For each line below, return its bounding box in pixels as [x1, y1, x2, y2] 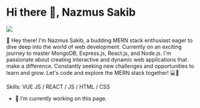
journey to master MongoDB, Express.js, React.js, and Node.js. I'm [6, 49, 172, 57]
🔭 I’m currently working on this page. [15, 95, 107, 102]
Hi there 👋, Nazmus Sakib [6, 5, 136, 19]
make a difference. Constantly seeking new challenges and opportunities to [6, 62, 195, 69]
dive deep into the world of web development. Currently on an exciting [6, 43, 182, 50]
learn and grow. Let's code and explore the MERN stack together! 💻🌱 [6, 69, 179, 76]
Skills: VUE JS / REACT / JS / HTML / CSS [6, 83, 111, 90]
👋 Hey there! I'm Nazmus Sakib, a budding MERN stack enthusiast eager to [6, 36, 193, 44]
